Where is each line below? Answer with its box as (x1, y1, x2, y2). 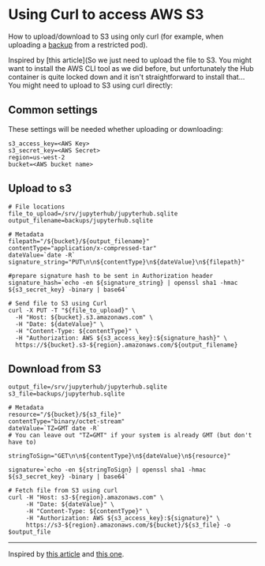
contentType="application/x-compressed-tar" (8, 244, 157, 252)
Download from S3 (8, 362, 102, 376)
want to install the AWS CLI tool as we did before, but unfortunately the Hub (8, 63, 254, 73)
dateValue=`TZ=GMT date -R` (8, 425, 101, 433)
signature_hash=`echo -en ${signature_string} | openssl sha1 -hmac (8, 279, 238, 287)
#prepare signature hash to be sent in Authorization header (8, 272, 214, 279)
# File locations (8, 203, 65, 211)
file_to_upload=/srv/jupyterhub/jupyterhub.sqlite (8, 209, 178, 218)
